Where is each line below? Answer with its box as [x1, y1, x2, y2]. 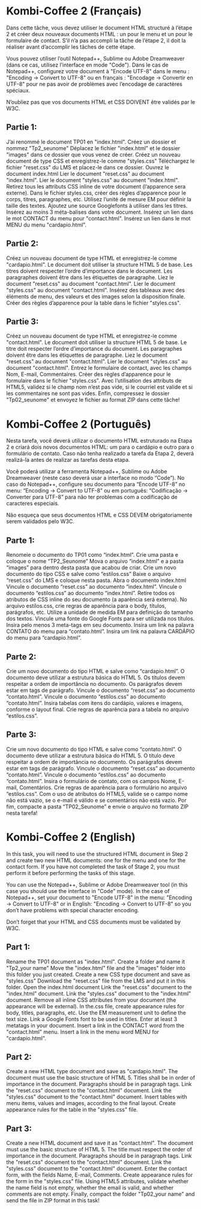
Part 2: [6, 1052, 32, 1062]
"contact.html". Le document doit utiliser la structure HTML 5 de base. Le [6, 339, 187, 346]
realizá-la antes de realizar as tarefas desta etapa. [6, 456, 130, 464]
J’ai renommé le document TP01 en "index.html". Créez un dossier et [6, 138, 176, 145]
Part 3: [6, 1123, 32, 1133]
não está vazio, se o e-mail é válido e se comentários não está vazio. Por [6, 796, 187, 804]
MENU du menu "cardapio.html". [6, 221, 87, 228]
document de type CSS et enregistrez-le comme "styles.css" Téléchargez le [6, 157, 195, 165]
